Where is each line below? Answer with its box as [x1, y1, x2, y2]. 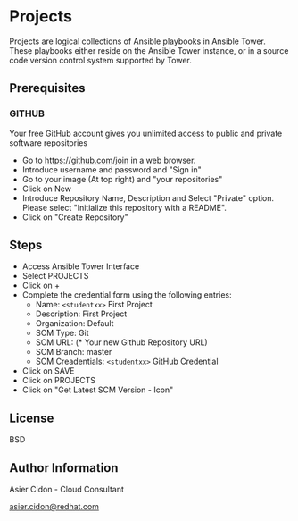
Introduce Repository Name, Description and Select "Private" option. [21, 192, 275, 203]
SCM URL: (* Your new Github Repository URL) [35, 337, 208, 348]
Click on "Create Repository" [21, 212, 128, 223]
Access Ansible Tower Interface [21, 261, 140, 272]
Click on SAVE [21, 366, 75, 376]
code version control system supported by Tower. [9, 55, 192, 65]
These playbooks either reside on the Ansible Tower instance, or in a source [9, 45, 289, 55]
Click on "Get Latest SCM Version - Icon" [21, 384, 174, 395]
